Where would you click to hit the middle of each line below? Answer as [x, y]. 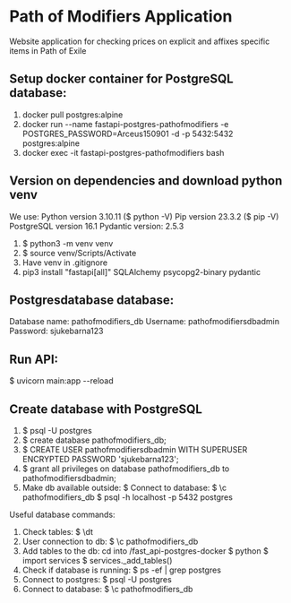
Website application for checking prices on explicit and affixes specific [140, 41]
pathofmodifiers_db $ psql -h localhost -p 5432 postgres [127, 497]
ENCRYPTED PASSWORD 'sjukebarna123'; [100, 459]
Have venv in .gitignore [65, 263]
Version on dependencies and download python [146, 181]
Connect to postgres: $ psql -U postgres [97, 579]
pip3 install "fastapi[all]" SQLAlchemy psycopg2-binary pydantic [141, 271]
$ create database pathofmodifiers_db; [94, 440]
